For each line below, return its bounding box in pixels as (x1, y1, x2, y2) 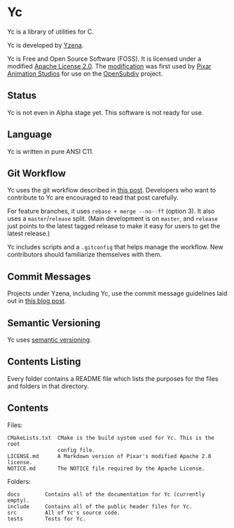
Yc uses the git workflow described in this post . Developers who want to (7, 186, 216, 195)
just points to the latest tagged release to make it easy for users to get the (7, 222, 221, 230)
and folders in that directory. (7, 382, 90, 390)
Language (7, 129, 53, 141)
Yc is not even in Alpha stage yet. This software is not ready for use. (7, 108, 204, 116)
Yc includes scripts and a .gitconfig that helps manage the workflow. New (7, 243, 223, 251)
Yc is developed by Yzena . (7, 41, 84, 49)
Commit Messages (7, 270, 91, 282)
